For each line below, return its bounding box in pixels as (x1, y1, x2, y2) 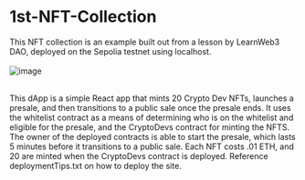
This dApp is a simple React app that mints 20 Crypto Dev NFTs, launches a (9, 93, 294, 104)
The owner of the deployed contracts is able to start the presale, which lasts (9, 131, 296, 142)
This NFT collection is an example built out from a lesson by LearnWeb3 (9, 36, 280, 47)
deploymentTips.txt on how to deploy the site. (9, 160, 183, 171)
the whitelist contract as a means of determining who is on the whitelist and (9, 112, 294, 123)
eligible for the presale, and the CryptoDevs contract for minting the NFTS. (9, 121, 290, 133)
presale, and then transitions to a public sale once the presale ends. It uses (9, 102, 291, 113)
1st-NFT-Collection (9, 6, 157, 27)
